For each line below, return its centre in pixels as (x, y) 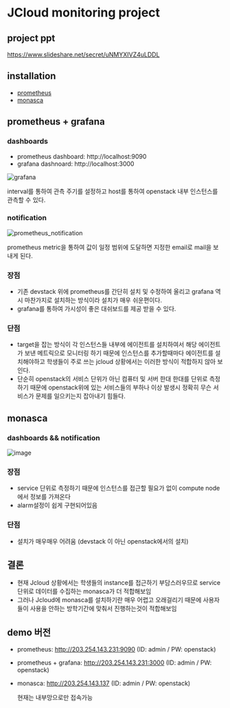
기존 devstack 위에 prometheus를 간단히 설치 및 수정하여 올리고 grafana (115, 292)
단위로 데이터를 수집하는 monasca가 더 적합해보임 (84, 591)
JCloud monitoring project (83, 13)
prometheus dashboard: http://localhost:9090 (82, 156)
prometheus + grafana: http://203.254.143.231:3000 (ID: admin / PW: (114, 663)
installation (32, 76)
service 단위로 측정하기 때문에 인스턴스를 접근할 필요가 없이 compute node (118, 488)
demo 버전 (29, 632)
